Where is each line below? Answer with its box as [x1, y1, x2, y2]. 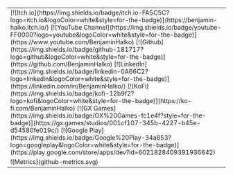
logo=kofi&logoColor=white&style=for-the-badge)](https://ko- [10, 96, 192, 104]
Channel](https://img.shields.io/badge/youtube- [83, 23, 222, 31]
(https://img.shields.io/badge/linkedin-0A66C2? [10, 67, 149, 75]
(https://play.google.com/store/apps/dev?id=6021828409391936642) [10, 148, 216, 156]
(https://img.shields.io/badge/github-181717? [10, 45, 144, 53]
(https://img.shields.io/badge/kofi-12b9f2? [10, 89, 135, 98]
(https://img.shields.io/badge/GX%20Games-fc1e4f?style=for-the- [10, 111, 207, 120]
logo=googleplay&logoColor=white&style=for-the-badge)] [10, 140, 180, 149]
